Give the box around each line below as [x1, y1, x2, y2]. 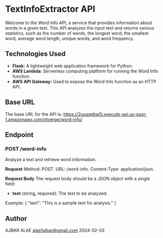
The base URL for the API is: [5, 111, 63, 117]
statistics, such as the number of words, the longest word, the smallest [5, 30, 149, 36]
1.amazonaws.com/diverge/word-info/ [5, 116, 83, 122]
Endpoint [5, 131, 33, 139]
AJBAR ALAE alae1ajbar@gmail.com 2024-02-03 [5, 228, 105, 234]
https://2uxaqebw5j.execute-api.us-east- [63, 111, 147, 117]
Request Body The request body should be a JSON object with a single [5, 176, 150, 182]
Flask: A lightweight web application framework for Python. [12, 63, 133, 68]
